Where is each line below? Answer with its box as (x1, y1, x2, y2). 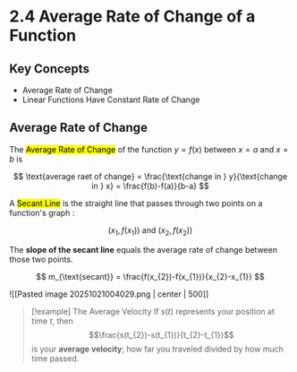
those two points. (9, 254, 73, 264)
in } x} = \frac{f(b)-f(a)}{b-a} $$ (91, 180, 209, 191)
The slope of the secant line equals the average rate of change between (9, 244, 277, 255)
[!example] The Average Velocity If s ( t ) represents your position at (30, 306, 276, 316)
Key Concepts (9, 61, 89, 76)
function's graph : (9, 207, 75, 218)
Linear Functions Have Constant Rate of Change (21, 94, 200, 105)
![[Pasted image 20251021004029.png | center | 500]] (9, 289, 209, 299)
